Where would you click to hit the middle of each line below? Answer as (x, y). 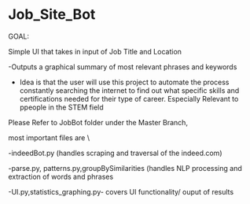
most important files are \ (49, 137)
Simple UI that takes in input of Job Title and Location (95, 51)
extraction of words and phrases (61, 176)
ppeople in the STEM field (61, 107)
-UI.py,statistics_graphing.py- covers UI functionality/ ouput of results (121, 191)
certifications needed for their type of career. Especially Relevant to (129, 98)
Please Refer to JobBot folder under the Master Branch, (98, 122)
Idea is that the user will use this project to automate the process (124, 82)
